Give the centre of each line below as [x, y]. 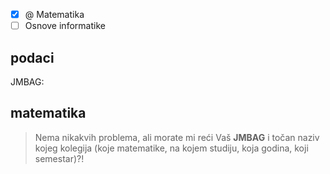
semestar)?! [59, 158]
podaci [32, 57]
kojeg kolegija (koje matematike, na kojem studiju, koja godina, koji [171, 148]
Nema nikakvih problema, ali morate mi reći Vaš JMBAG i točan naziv [177, 137]
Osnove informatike [65, 26]
